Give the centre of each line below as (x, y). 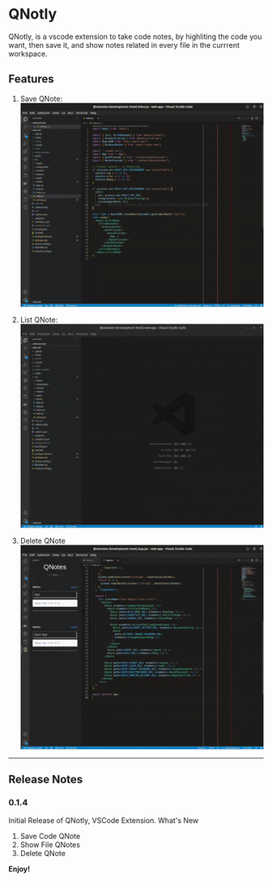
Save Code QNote (50, 836)
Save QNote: (41, 99)
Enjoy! (19, 869)
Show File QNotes (50, 844)
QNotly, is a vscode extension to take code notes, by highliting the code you (135, 36)
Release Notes (46, 780)
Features (31, 79)
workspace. (28, 53)
